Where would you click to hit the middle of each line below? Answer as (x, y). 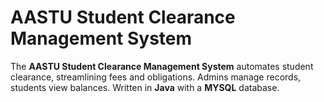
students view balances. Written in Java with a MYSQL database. (145, 87)
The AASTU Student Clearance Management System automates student (162, 66)
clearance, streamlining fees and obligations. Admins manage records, (156, 77)
